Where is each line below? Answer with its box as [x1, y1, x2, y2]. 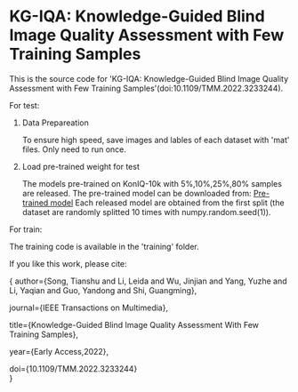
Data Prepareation [21, 117, 89, 128]
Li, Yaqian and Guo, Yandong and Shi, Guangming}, [9, 284, 197, 295]
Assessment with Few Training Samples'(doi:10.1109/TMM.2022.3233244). [9, 83, 284, 93]
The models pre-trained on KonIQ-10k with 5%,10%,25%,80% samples [21, 178, 283, 188]
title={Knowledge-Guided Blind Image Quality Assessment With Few [9, 319, 260, 330]
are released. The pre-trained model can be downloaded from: [21, 188, 252, 198]
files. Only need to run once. [21, 144, 127, 155]
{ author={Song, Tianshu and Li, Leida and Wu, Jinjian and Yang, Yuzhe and [9, 276, 287, 286]
